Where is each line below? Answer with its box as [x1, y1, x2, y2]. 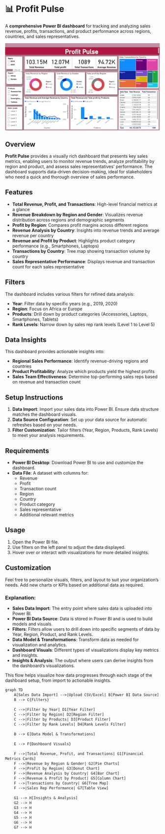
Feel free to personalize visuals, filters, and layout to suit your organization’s [5, 577, 159, 583]
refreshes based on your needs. [12, 422, 77, 428]
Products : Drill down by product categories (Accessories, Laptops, [12, 311, 148, 317]
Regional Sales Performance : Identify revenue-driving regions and [12, 358, 148, 364]
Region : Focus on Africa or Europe [12, 306, 82, 312]
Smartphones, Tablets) [12, 316, 58, 322]
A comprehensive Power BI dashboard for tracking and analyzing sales [5, 23, 151, 29]
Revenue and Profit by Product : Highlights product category [12, 238, 135, 243]
